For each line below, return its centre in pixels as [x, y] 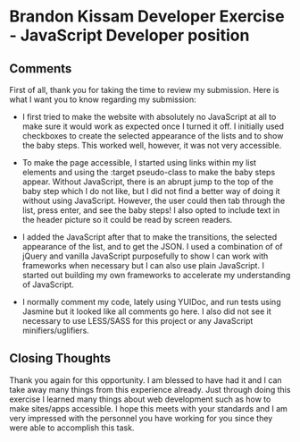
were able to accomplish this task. [72, 428]
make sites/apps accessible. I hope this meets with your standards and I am [149, 408]
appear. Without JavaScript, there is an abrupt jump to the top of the [148, 182]
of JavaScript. [48, 285]
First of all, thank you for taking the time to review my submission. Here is [144, 90]
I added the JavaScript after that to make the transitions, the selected [150, 237]
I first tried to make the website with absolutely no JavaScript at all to [149, 117]
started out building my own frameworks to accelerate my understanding [156, 275]
